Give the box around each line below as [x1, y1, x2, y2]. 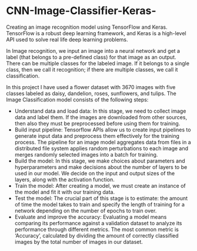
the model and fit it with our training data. [14, 188, 115, 195]
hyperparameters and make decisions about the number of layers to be [14, 163, 188, 171]
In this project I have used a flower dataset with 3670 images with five [6, 83, 176, 90]
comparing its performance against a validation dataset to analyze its [14, 219, 182, 226]
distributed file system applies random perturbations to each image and [14, 145, 189, 152]
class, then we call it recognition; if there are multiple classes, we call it [6, 66, 178, 73]
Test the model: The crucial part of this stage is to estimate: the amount [14, 195, 188, 202]
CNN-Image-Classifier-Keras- [6, 4, 157, 18]
